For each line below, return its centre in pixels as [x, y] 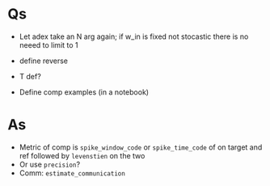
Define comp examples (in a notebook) [84, 92]
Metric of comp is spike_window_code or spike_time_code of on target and [141, 147]
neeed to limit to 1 [49, 44]
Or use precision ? [50, 164]
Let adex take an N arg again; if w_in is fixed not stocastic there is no [134, 36]
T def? [30, 76]
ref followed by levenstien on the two [82, 155]
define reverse [43, 61]
